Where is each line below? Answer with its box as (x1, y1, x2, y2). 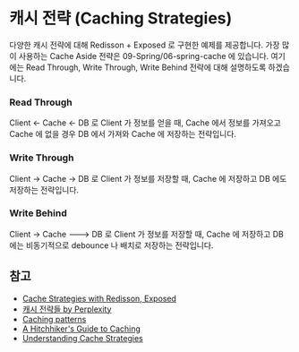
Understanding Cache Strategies (21, 332, 143, 343)
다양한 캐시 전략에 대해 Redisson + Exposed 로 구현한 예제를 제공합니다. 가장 (9, 39, 280, 50)
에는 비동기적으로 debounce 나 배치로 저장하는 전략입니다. (9, 239, 214, 251)
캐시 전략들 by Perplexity (21, 304, 112, 314)
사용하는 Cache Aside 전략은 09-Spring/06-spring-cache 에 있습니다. (18, 50, 269, 61)
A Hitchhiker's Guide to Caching (21, 323, 141, 334)
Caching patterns (21, 313, 87, 324)
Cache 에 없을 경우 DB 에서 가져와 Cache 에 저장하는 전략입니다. (9, 129, 237, 140)
